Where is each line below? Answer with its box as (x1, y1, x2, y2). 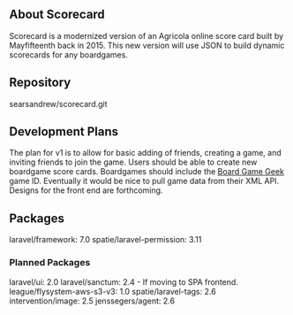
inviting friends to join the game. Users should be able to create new (9, 157, 258, 167)
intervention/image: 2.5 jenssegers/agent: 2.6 (9, 296, 175, 306)
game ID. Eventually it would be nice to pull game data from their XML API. (9, 176, 280, 187)
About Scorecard (9, 7, 106, 22)
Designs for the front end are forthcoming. (9, 185, 163, 196)
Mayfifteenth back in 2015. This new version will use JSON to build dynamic (9, 40, 285, 50)
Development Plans (9, 124, 119, 140)
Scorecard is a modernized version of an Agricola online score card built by (9, 30, 284, 41)
